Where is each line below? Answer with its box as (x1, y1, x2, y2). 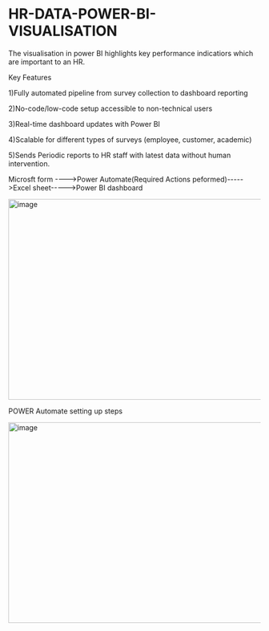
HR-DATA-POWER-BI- (8, 5, 157, 23)
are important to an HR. (8, 57, 86, 67)
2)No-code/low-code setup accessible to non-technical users (8, 104, 213, 113)
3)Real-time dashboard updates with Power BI (8, 119, 160, 128)
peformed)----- (191, 174, 244, 184)
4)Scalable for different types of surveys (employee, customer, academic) (8, 134, 252, 145)
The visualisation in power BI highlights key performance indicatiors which (8, 48, 254, 58)
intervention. (8, 158, 50, 169)
